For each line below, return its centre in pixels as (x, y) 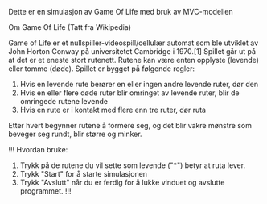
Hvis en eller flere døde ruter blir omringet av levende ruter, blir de (129, 93)
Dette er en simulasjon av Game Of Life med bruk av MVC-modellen (121, 12)
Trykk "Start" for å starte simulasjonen (83, 174)
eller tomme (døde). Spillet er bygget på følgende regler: (102, 69)
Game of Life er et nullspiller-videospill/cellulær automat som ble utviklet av (133, 43)
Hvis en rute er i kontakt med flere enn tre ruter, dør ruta (113, 110)
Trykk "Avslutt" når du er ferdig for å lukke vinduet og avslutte (122, 182)
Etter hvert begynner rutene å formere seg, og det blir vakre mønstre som (130, 125)
